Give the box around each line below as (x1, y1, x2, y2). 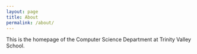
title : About (6, 14, 39, 20)
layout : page (6, 8, 39, 15)
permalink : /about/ (6, 20, 55, 26)
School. (6, 42, 25, 49)
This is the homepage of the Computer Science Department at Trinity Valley (6, 36, 192, 43)
